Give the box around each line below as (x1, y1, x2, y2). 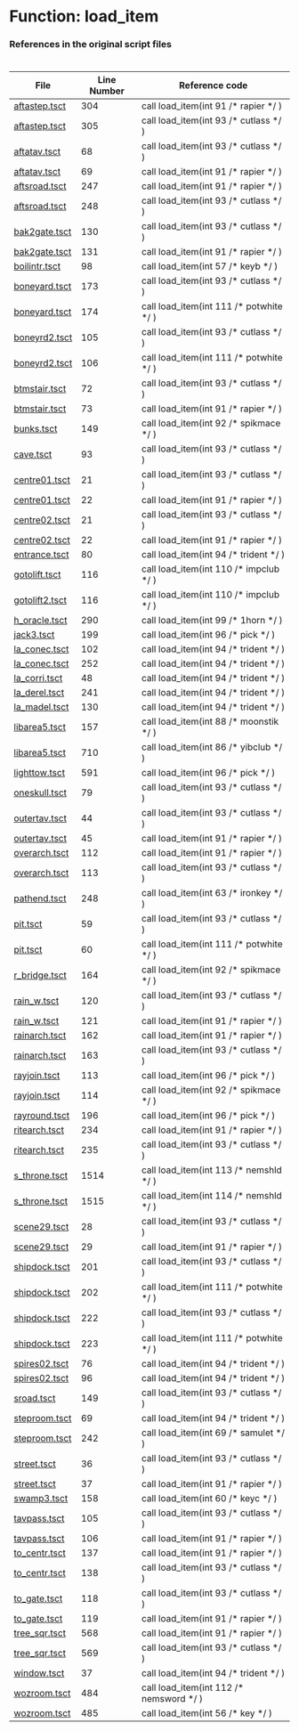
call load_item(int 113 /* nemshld (141, 1164, 282, 1176)
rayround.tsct (13, 1109, 70, 1122)
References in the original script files (9, 38, 172, 51)
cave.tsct (13, 448, 53, 460)
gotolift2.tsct (13, 594, 68, 606)
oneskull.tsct (13, 786, 68, 799)
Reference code (179, 79, 248, 92)
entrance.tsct (13, 549, 69, 561)
